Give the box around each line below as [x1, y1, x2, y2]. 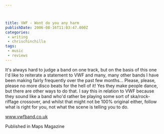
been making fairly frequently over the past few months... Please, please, [5, 77, 156, 83]
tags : [5, 43, 16, 49]
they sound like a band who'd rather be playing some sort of [5, 93, 129, 99]
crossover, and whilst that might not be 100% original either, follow [19, 98, 157, 104]
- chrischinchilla [7, 39, 46, 44]
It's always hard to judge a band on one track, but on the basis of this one [5, 66, 157, 72]
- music [7, 48, 23, 53]
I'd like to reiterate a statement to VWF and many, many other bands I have [5, 72, 159, 78]
